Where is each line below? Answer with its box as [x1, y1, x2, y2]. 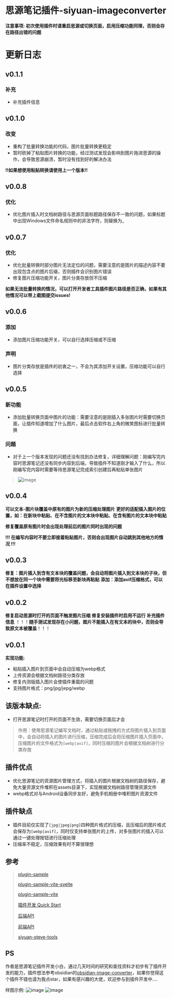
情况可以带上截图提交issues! [9, 292, 71, 298]
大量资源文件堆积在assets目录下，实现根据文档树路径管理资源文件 [17, 784, 157, 790]
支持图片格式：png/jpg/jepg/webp [12, 685, 85, 691]
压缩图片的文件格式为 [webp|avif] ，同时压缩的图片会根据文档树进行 [17, 740, 160, 746]
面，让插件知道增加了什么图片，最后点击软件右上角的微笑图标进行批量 [12, 420, 161, 426]
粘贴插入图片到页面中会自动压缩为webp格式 [12, 666, 106, 672]
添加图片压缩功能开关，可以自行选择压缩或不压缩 [12, 336, 116, 343]
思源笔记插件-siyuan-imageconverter [5, 5, 166, 16]
